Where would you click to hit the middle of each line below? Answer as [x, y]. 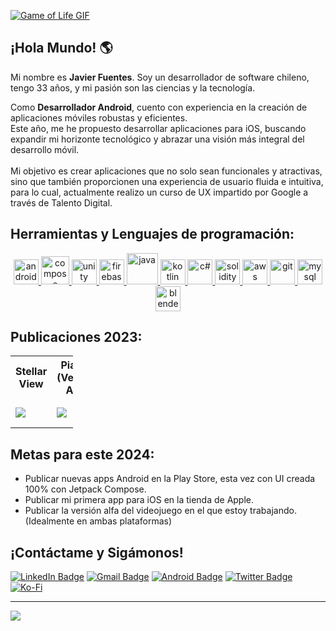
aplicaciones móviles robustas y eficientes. [99, 117]
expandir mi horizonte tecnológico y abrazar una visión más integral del [157, 139]
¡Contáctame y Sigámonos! [97, 552]
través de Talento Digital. [61, 202]
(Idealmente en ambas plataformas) [98, 521]
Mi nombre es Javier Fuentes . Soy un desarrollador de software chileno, [160, 77]
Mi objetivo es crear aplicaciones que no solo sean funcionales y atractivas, [166, 171]
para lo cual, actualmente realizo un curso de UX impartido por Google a [159, 192]
